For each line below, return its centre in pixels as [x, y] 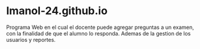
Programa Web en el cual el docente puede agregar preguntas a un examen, [100, 27]
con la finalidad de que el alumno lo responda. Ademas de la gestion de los [99, 33]
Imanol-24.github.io [57, 11]
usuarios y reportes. [31, 40]
